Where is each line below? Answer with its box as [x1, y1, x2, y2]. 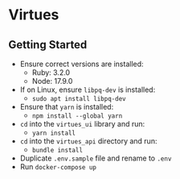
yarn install [31, 129, 76, 137]
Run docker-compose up [19, 162, 96, 171]
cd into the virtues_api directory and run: [19, 136, 157, 146]
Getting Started [8, 38, 88, 52]
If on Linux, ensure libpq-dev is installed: [19, 85, 156, 94]
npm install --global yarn [31, 112, 123, 120]
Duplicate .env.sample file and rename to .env [19, 153, 172, 163]
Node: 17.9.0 [31, 77, 73, 85]
